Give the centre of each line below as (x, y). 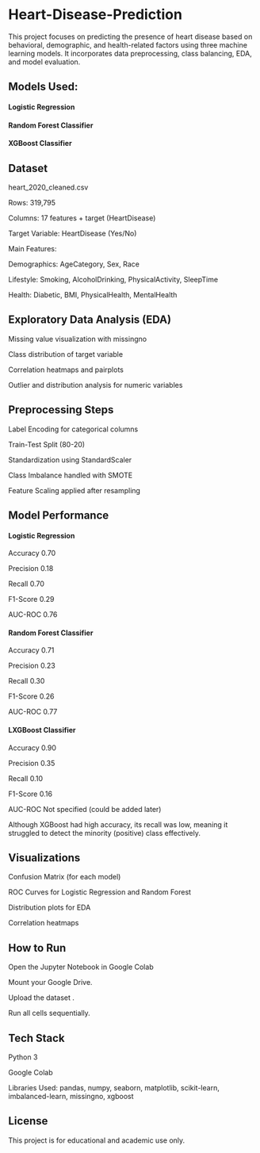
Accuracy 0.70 (32, 554)
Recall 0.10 (26, 778)
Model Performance (59, 515)
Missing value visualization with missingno (78, 339)
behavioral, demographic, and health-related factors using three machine (128, 44)
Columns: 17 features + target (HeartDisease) (82, 218)
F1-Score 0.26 (31, 696)
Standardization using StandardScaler (70, 460)
